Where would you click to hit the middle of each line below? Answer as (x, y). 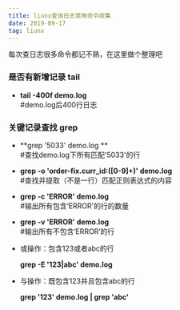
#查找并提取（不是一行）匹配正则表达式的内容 (96, 180)
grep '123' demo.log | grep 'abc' (74, 296)
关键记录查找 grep (43, 127)
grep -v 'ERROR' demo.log (64, 222)
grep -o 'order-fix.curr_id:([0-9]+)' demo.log (96, 171)
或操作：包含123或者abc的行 (67, 248)
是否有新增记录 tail (44, 77)
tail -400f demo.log (53, 95)
